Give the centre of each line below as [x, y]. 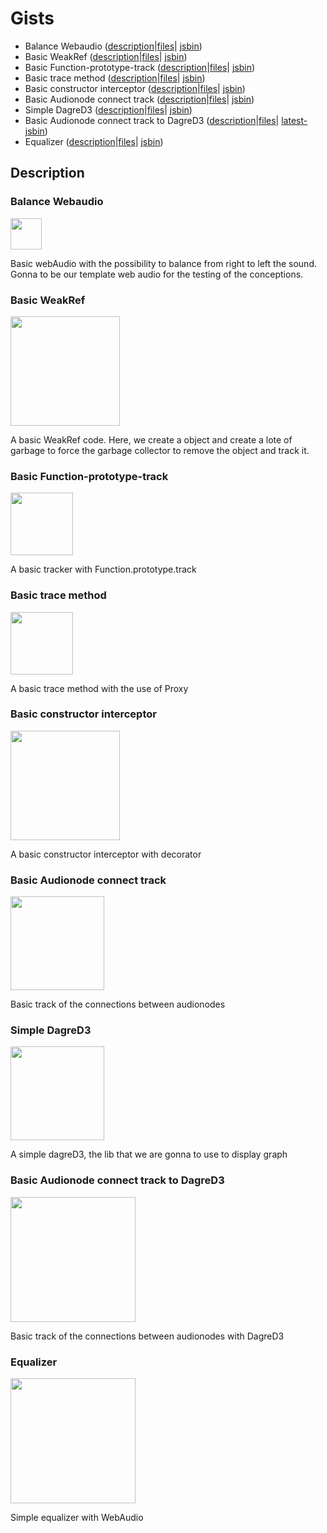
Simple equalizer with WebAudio [77, 1517]
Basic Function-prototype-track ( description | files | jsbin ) [140, 67]
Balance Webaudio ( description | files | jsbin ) [113, 46]
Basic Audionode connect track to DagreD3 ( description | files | [152, 120]
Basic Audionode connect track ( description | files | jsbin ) [139, 99]
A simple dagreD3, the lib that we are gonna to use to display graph [149, 1154]
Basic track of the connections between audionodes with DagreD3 [147, 1336]
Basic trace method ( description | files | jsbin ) [115, 78]
